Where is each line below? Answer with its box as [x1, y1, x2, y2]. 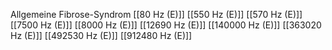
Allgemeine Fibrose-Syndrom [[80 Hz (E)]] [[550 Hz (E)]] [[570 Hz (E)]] [10, 9, 303, 20]
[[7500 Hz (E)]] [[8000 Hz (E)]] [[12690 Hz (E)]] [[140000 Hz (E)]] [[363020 [10, 19, 322, 31]
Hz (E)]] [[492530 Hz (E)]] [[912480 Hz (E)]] [10, 30, 193, 41]
